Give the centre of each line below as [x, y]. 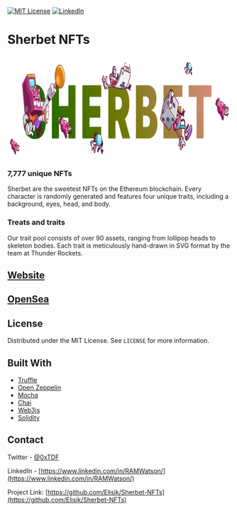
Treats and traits [36, 222]
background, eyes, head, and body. [59, 204]
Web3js [29, 410]
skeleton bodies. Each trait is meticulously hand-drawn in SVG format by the [119, 246]
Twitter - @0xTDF [33, 457]
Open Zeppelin [39, 388]
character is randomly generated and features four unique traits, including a [118, 197]
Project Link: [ [28, 492]
